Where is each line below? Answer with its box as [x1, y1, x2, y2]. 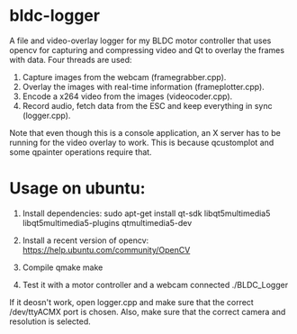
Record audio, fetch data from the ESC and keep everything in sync [22, 100, 273, 111]
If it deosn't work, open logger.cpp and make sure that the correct [9, 296, 254, 307]
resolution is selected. [9, 316, 92, 327]
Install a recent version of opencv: [22, 235, 149, 246]
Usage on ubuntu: [9, 178, 146, 199]
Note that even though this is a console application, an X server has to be [9, 127, 281, 138]
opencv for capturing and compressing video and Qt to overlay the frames [9, 44, 285, 55]
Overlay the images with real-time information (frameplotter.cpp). [22, 81, 265, 92]
